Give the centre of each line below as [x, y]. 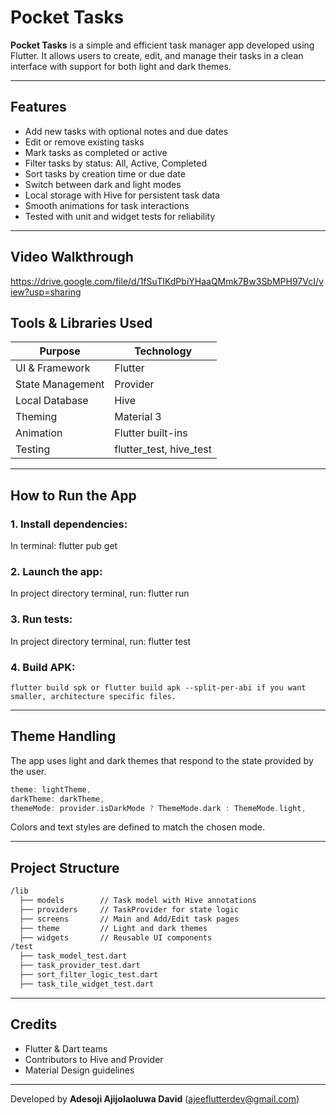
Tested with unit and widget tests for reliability [120, 216]
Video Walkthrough [72, 257]
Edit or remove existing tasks [84, 142]
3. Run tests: [41, 619]
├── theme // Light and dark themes [113, 928]
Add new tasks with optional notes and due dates [126, 131]
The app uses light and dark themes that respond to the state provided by [162, 760]
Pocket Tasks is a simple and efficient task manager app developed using [162, 45]
